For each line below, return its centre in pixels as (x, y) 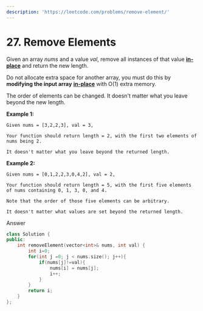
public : (16, 240)
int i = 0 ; (39, 251)
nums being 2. (24, 141)
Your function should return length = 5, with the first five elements (99, 185)
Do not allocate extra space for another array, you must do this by (89, 77)
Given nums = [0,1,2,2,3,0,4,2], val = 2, (61, 174)
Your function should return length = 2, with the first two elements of (102, 136)
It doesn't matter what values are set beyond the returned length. (95, 212)
